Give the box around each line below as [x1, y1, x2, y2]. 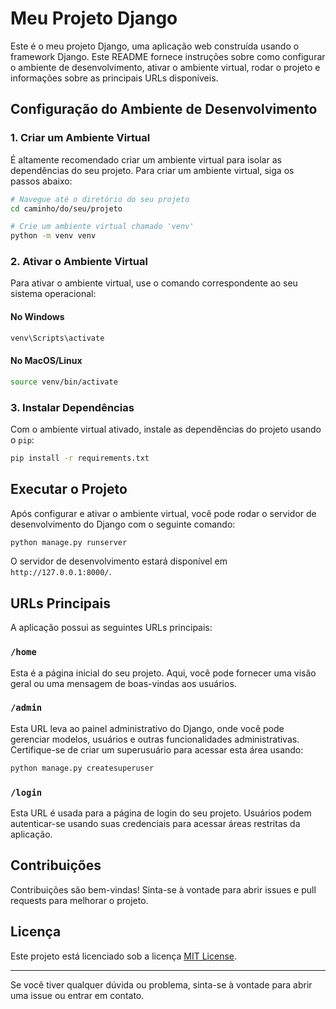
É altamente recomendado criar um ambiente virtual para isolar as [10, 153, 282, 166]
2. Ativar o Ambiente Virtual [10, 255, 148, 269]
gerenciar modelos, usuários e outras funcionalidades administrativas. [10, 733, 300, 745]
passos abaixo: [10, 175, 73, 187]
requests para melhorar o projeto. [10, 894, 149, 906]
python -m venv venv [10, 231, 97, 241]
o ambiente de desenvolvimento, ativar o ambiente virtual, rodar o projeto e [10, 61, 321, 73]
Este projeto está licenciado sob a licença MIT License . [10, 950, 238, 962]
